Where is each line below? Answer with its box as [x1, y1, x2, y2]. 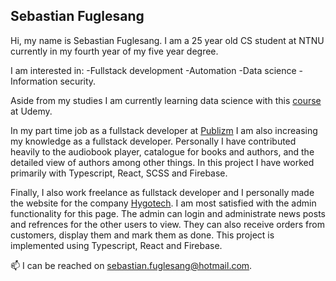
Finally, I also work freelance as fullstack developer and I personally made [10, 186, 315, 198]
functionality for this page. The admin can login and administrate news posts [10, 207, 326, 219]
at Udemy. [10, 105, 53, 117]
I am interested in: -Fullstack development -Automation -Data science [10, 64, 297, 76]
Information [10, 75, 58, 87]
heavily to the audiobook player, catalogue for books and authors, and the [10, 145, 315, 158]
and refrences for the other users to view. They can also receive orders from [10, 218, 325, 230]
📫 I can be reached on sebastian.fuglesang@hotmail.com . [10, 259, 253, 271]
